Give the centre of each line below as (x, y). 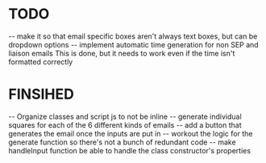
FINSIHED (41, 94)
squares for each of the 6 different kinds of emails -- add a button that (125, 124)
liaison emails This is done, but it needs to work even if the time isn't (122, 53)
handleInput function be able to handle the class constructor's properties (130, 150)
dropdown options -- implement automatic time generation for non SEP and (134, 44)
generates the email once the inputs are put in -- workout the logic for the (131, 133)
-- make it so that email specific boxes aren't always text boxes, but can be (133, 36)
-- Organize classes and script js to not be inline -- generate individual (125, 116)
